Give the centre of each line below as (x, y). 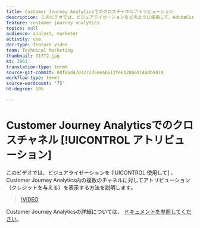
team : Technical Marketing (40, 50)
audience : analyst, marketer (42, 34)
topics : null (22, 28)
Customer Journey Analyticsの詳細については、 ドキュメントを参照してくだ (99, 211)
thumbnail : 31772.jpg (33, 56)
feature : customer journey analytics (53, 23)
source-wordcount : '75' (36, 84)
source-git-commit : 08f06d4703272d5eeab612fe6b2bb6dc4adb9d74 (85, 72)
